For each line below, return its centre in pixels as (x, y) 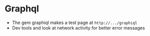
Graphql (22, 9)
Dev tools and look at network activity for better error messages (79, 27)
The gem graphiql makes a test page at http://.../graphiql (74, 22)
